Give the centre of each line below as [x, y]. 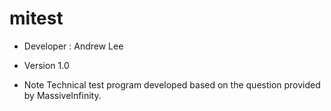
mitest [36, 18]
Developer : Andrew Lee [73, 46]
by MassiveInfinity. [62, 95]
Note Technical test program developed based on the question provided [172, 84]
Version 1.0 [46, 65]
